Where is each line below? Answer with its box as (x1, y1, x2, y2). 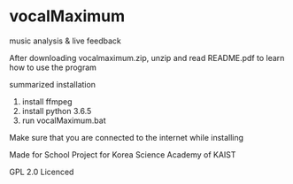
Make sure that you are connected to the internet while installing (9, 132, 244, 142)
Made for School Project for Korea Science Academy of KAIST (9, 149, 236, 160)
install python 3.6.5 (21, 105, 92, 116)
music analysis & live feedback (9, 35, 122, 46)
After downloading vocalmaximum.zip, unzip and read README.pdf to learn (9, 52, 285, 63)
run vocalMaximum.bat (21, 115, 106, 126)
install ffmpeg (21, 96, 73, 107)
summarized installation (9, 79, 96, 89)
